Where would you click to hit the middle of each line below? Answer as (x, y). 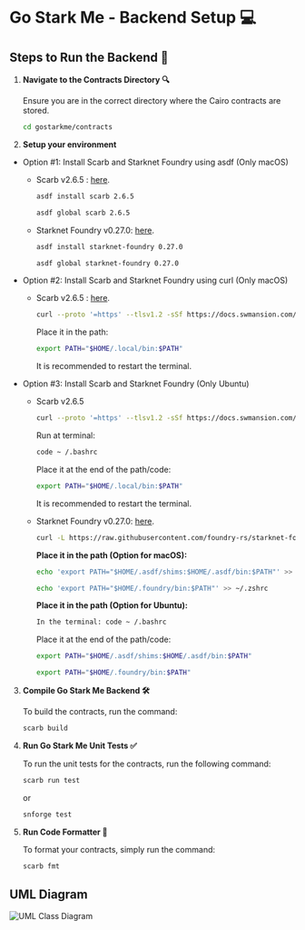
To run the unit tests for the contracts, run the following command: (147, 764)
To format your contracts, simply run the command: (119, 849)
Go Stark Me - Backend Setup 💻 (133, 18)
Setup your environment (69, 144)
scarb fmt (41, 866)
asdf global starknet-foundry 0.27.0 (108, 263)
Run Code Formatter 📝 (65, 832)
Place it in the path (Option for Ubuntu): (112, 605)
